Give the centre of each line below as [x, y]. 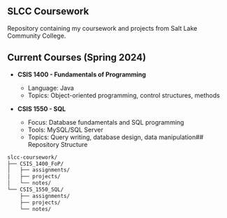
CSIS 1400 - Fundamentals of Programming [82, 74]
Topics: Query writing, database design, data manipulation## [116, 137]
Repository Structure [58, 144]
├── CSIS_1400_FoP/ [36, 164]
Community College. [37, 36]
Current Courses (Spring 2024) [77, 57]
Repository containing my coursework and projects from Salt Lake [102, 28]
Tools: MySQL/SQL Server [65, 130]
